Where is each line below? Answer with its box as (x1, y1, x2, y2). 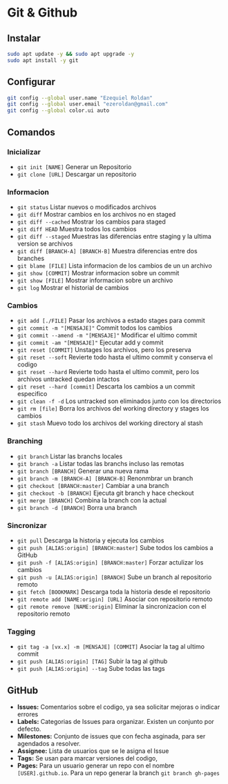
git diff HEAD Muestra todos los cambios (17, 225, 137, 233)
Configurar (7, 76, 56, 88)
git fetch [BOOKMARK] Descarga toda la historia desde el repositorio (17, 588, 211, 596)
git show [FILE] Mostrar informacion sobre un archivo (17, 276, 173, 284)
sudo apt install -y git (7, 57, 79, 63)
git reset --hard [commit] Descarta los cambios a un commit (17, 382, 196, 391)
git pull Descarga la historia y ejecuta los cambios (17, 536, 164, 545)
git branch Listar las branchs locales (17, 452, 123, 460)
